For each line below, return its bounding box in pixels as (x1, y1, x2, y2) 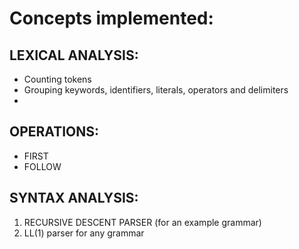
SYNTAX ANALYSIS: (9, 190, 139, 207)
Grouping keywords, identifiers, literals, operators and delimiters (23, 84, 289, 96)
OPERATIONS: (9, 123, 100, 141)
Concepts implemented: (9, 7, 214, 30)
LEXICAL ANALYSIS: (9, 47, 139, 64)
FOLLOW (23, 160, 62, 172)
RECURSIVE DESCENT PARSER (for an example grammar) (23, 216, 262, 228)
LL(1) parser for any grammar (23, 227, 145, 239)
